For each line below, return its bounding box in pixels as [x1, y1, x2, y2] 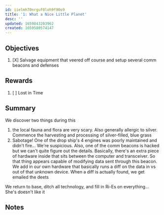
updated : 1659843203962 [5, 21, 54, 26]
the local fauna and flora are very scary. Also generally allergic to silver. [12, 127, 158, 132]
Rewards [5, 77, 33, 85]
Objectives [5, 44, 39, 52]
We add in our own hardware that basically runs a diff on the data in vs [12, 164, 156, 170]
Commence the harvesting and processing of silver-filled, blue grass [12, 132, 152, 138]
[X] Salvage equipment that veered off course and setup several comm [12, 57, 157, 63]
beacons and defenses [12, 62, 59, 68]
